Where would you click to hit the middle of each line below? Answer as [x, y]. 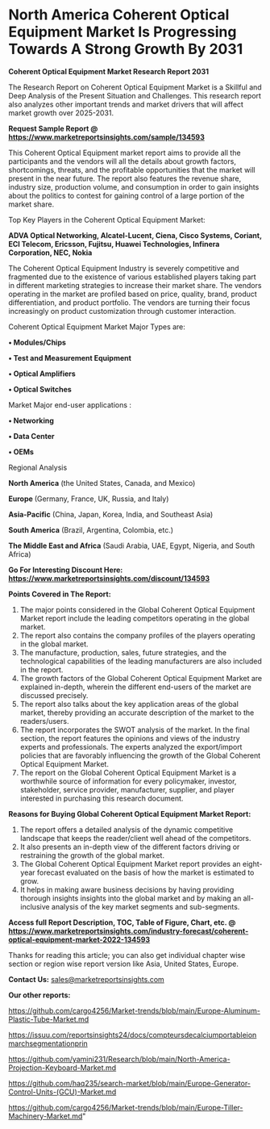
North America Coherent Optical [119, 15]
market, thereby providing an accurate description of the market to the [137, 713]
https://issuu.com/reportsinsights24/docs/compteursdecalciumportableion [133, 1035]
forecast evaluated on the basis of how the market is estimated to [145, 872]
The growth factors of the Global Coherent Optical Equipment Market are [141, 678]
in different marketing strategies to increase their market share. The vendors [135, 285]
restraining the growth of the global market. [92, 855]
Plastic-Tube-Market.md [49, 1019]
